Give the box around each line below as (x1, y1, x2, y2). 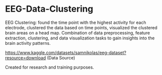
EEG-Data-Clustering (5, 3, 93, 15)
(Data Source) (47, 55, 75, 60)
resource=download (5, 55, 46, 60)
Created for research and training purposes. (5, 64, 94, 70)
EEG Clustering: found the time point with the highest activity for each (5, 19, 146, 25)
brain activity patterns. (5, 40, 51, 46)
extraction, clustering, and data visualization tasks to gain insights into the (5, 35, 155, 41)
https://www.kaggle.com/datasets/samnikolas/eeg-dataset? (5, 50, 127, 56)
